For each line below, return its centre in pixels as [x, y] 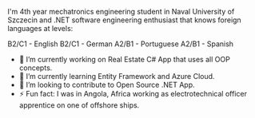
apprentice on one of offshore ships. [79, 105]
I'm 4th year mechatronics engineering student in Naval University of [121, 12]
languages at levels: [40, 28]
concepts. [36, 68]
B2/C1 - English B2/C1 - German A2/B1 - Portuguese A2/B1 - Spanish [120, 44]
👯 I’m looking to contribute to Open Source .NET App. [107, 85]
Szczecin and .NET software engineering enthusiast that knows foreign [124, 20]
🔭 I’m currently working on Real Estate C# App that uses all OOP [125, 59]
